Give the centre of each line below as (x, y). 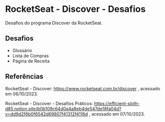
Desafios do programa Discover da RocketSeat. (54, 23)
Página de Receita (31, 61)
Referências (24, 77)
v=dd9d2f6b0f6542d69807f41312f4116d (47, 114)
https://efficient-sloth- (117, 103)
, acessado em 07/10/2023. (117, 114)
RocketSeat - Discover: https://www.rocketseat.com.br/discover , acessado (83, 88)
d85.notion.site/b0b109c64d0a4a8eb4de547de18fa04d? (63, 109)
